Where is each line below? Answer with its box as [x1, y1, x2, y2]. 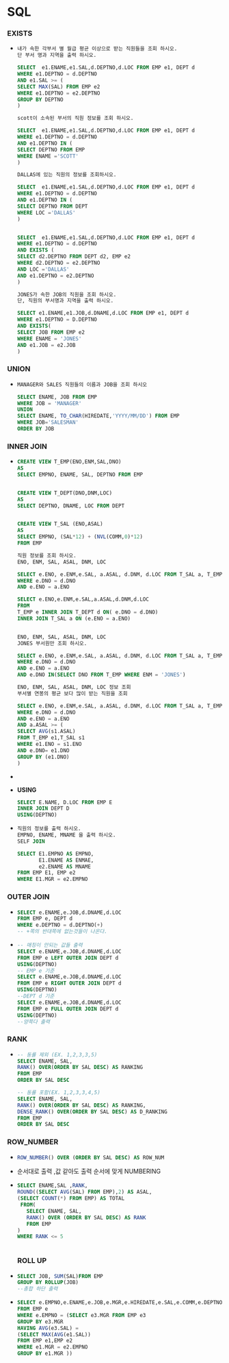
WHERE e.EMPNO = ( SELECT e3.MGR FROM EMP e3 [16, 1312, 146, 1318]
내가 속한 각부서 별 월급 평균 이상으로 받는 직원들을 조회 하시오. [16, 45, 178, 52]
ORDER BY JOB [16, 426, 55, 433]
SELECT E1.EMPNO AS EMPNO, [16, 850, 94, 857]
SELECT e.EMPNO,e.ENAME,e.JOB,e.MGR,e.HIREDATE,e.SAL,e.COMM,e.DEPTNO [16, 1299, 223, 1306]
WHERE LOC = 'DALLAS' [16, 209, 76, 216]
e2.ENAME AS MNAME [38, 863, 91, 870]
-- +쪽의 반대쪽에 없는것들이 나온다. [16, 928, 108, 935]
